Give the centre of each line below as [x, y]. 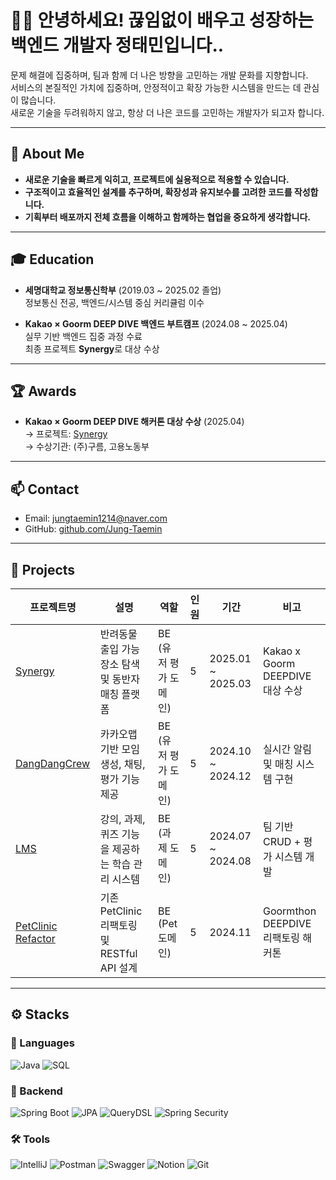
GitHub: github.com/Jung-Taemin [93, 529]
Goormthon [289, 911]
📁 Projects [43, 569]
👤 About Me [47, 154]
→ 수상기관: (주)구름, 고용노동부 [87, 447]
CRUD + [282, 841]
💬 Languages [42, 1043]
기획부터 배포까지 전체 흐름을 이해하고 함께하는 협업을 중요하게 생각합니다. [168, 217]
